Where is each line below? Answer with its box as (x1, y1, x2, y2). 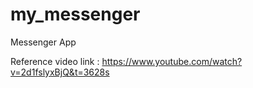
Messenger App (10, 36, 77, 48)
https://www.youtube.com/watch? (101, 55, 243, 67)
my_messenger (10, 3, 141, 26)
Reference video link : (10, 55, 100, 67)
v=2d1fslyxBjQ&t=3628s (10, 66, 110, 78)
